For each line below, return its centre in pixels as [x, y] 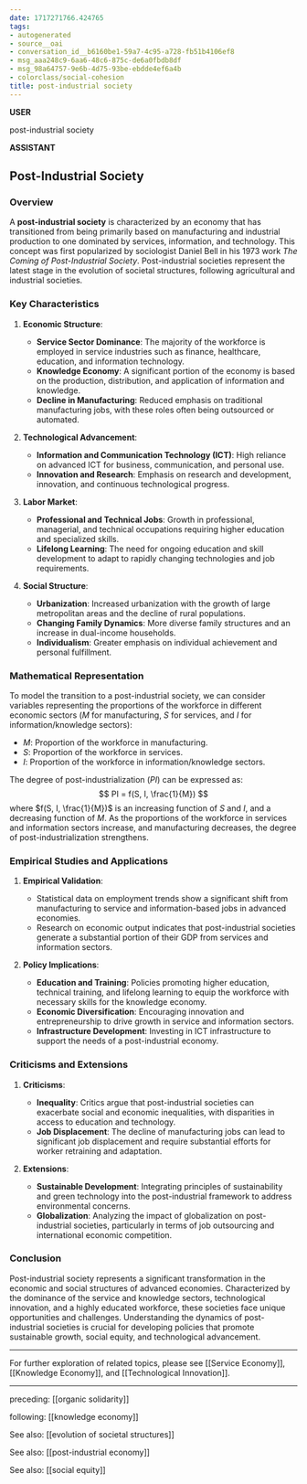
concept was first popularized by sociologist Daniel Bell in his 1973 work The [153, 251]
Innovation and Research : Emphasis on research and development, [164, 474]
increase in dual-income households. [106, 633]
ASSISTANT [33, 147]
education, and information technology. [111, 361]
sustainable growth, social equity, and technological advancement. [135, 1337]
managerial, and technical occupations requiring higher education [160, 529]
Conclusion [36, 1258]
